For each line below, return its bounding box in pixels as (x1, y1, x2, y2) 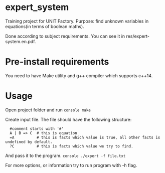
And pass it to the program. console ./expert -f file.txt (5, 152, 126, 158)
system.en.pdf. (5, 38, 36, 44)
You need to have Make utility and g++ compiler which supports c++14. (5, 72, 153, 79)
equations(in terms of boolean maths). (5, 23, 84, 29)
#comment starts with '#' (10, 126, 64, 131)
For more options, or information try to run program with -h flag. (5, 162, 137, 168)
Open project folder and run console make (5, 107, 91, 113)
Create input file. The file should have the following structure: (5, 116, 132, 122)
